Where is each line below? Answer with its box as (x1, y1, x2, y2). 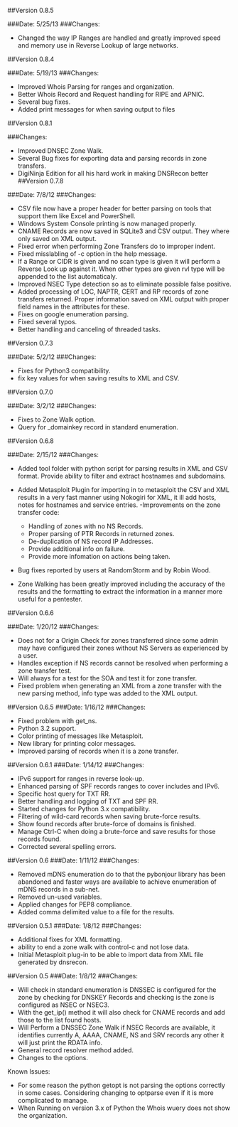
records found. (17, 835, 62, 843)
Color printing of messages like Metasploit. (17, 732, 144, 740)
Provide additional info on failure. (28, 545, 126, 553)
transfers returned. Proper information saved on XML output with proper (17, 295, 229, 303)
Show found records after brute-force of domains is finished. (17, 820, 197, 828)
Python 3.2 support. (17, 725, 77, 732)
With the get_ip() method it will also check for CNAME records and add (17, 1008, 225, 1016)
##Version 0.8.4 (7, 55, 55, 63)
